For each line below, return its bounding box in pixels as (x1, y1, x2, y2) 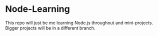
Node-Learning (5, 3, 70, 15)
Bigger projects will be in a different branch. (5, 25, 95, 31)
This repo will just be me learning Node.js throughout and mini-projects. (5, 20, 153, 26)
